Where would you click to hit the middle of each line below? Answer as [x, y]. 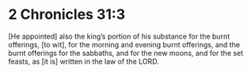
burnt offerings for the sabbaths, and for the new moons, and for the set [126, 53]
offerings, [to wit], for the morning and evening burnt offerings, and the [124, 44]
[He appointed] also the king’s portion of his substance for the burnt [119, 36]
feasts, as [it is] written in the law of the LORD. [84, 61]
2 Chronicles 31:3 [67, 15]
